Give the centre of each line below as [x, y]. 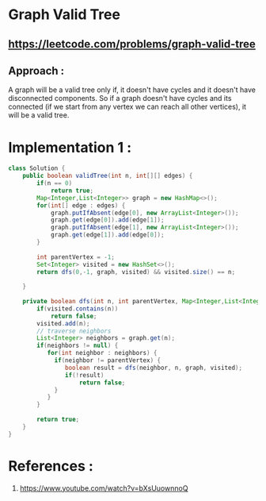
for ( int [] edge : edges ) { [81, 205]
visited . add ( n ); [63, 323]
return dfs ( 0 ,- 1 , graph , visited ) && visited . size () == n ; [136, 272]
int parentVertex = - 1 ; [76, 257]
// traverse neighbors [74, 331]
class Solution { [37, 168]
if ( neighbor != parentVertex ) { [107, 360]
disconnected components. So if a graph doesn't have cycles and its [120, 98]
